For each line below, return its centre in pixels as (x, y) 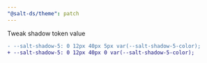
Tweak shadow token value (46, 33)
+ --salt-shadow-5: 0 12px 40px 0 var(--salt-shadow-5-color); (101, 53)
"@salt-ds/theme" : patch (43, 13)
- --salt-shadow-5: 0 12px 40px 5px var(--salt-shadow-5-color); (104, 46)
